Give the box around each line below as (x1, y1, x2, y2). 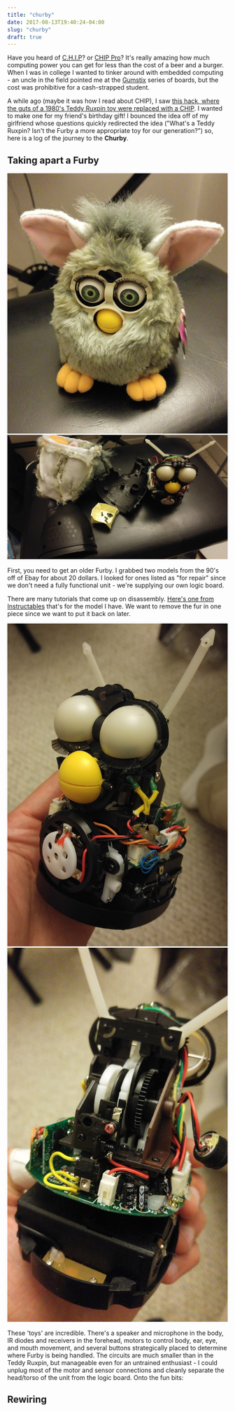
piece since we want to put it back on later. (7, 609, 131, 617)
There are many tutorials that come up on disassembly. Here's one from (7, 594, 215, 603)
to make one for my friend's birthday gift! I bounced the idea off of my (7, 112, 208, 120)
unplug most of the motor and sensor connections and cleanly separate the (7, 1366, 225, 1374)
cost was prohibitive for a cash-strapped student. (7, 83, 150, 92)
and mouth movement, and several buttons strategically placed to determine (7, 1343, 227, 1352)
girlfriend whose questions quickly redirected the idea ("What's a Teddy (7, 119, 215, 127)
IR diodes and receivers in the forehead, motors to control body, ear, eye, (7, 1336, 218, 1344)
